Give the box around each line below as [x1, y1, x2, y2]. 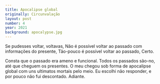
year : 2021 [5, 25, 27, 30]
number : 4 [5, 21, 25, 26]
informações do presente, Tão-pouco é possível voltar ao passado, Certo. [5, 48, 154, 54]
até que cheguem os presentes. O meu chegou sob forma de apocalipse [5, 63, 151, 69]
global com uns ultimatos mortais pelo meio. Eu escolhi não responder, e [5, 68, 152, 74]
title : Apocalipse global [5, 7, 58, 12]
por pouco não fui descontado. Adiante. [5, 74, 86, 79]
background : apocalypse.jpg [5, 30, 63, 35]
